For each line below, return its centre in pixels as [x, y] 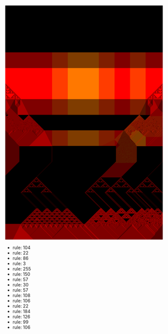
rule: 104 [21, 247]
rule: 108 [21, 295]
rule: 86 [20, 258]
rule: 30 [20, 285]
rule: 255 [22, 269]
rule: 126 [21, 317]
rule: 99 [20, 322]
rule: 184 [21, 311]
